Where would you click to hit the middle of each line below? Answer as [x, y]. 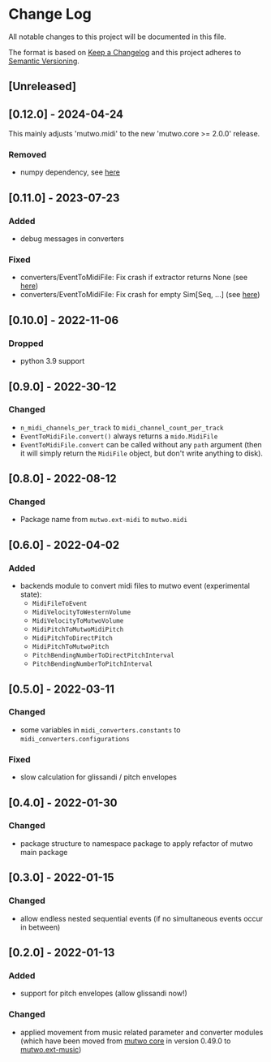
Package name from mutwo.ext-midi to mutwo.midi [104, 520]
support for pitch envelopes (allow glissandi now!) [104, 993]
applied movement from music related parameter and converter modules [142, 1032]
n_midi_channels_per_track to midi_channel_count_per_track [122, 427]
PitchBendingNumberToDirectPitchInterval [103, 656]
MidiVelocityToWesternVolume [82, 613]
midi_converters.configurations [75, 739]
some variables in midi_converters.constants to [100, 730]
